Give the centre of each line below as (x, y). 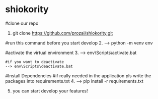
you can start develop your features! (50, 91)
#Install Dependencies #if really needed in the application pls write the (78, 76)
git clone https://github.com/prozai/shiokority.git (63, 33)
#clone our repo (22, 23)
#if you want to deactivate (35, 62)
